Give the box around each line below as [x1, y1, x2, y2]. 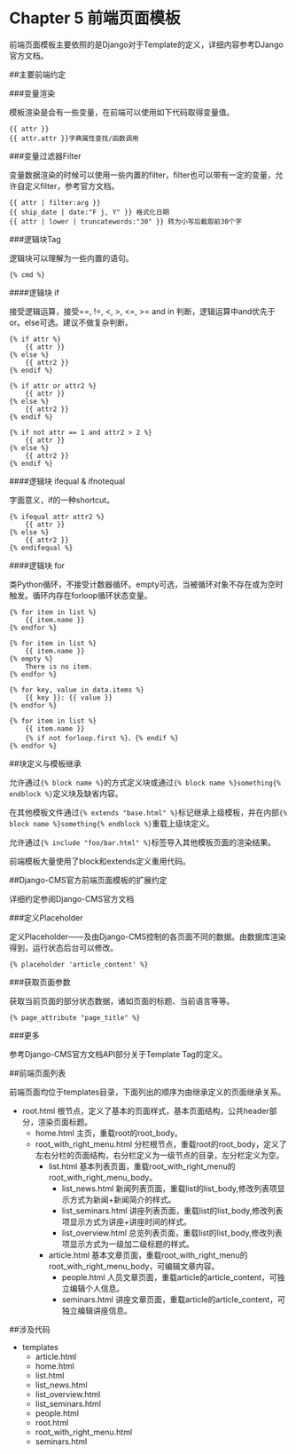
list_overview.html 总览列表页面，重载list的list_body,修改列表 [61, 1227, 284, 1238]
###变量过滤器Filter [9, 150, 82, 161]
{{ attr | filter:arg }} [9, 198, 101, 207]
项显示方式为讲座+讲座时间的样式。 [61, 1216, 192, 1227]
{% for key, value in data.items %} [9, 685, 144, 694]
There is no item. [25, 662, 93, 671]
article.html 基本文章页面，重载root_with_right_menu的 [48, 1249, 248, 1260]
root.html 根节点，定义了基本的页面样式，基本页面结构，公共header [21, 1105, 270, 1116]
